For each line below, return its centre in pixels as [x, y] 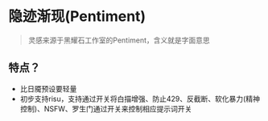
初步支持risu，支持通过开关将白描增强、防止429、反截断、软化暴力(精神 [140, 99]
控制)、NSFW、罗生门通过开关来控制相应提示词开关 [106, 108]
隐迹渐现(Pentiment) [77, 16]
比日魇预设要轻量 [48, 88]
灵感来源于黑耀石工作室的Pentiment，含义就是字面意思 [119, 40]
